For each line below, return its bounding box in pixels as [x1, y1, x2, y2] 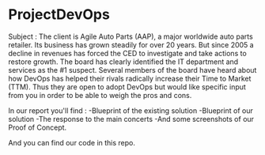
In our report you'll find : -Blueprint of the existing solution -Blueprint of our [8, 105, 253, 115]
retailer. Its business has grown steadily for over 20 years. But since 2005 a [8, 40, 255, 49]
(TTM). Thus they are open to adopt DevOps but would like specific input [8, 81, 247, 92]
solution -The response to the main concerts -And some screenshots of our [8, 114, 255, 123]
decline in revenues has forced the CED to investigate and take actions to [8, 48, 247, 58]
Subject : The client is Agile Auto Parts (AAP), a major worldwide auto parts [8, 32, 253, 41]
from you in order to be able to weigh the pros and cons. [8, 90, 192, 100]
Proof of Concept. [8, 123, 67, 132]
